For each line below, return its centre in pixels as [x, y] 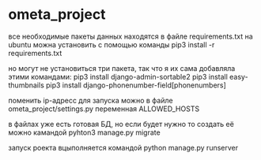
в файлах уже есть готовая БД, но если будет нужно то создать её [121, 124]
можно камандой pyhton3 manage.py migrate [84, 132]
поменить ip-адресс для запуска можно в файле [91, 100]
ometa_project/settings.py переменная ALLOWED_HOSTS [104, 109]
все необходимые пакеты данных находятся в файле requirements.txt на [130, 36]
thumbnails [26, 85]
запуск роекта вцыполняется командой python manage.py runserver [123, 147]
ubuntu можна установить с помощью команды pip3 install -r [112, 44]
